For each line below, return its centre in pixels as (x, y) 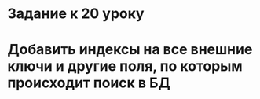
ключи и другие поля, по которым (125, 66)
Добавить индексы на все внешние (130, 50)
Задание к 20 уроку (76, 14)
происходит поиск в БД (89, 83)
